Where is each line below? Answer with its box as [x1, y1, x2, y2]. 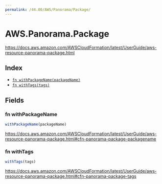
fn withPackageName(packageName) [12, 78, 81, 83]
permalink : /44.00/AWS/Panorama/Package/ [5, 7, 91, 12]
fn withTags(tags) [12, 83, 50, 88]
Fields [5, 96, 24, 104]
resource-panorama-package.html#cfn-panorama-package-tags [5, 173, 137, 179]
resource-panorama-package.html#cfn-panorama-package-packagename [5, 136, 157, 142]
